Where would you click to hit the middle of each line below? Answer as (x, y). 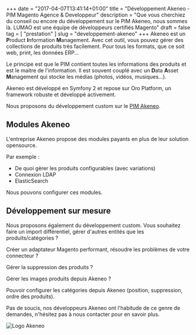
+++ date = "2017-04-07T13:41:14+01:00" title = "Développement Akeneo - (98, 9)
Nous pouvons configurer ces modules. (54, 192)
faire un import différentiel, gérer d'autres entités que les (75, 231)
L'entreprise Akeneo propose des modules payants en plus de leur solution (97, 139)
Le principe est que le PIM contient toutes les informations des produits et (96, 64)
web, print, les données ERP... (43, 52)
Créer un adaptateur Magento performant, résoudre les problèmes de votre (98, 249)
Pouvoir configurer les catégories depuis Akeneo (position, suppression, (94, 290)
